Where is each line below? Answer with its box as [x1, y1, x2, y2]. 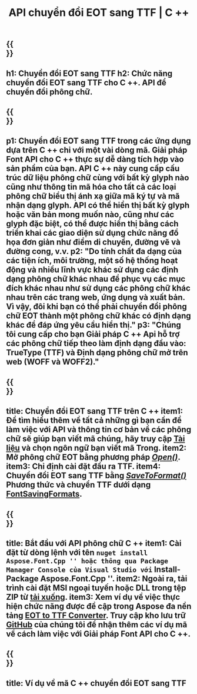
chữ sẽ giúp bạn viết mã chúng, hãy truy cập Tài [6, 434, 185, 444]
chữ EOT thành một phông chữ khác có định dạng [6, 311, 191, 321]
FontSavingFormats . [6, 489, 82, 499]
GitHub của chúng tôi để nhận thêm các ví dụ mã [6, 619, 188, 630]
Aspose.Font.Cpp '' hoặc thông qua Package [6, 557, 169, 565]
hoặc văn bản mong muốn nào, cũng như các [6, 210, 175, 220]
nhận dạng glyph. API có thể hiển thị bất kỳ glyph [6, 200, 190, 210]
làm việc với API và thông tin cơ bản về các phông [6, 425, 192, 435]
